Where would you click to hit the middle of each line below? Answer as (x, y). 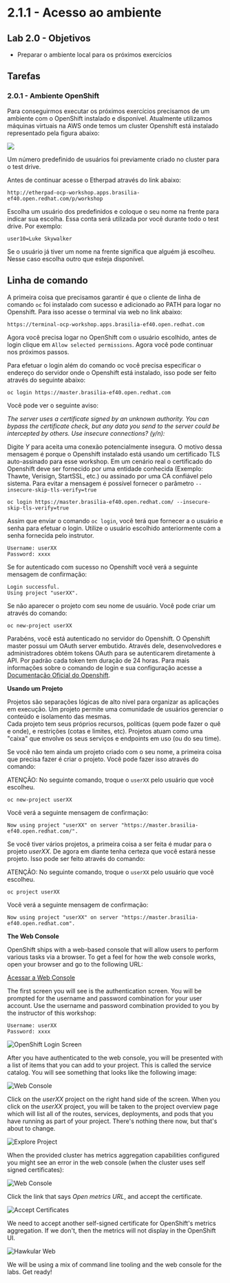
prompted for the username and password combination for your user (105, 998)
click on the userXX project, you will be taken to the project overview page (113, 1106)
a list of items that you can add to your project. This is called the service (109, 1065)
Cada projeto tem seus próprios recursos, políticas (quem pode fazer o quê (114, 724)
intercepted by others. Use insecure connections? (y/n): (86, 433)
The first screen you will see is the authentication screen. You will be (104, 991)
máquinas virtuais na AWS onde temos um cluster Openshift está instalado (113, 125)
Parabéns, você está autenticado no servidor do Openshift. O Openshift (108, 638)
